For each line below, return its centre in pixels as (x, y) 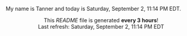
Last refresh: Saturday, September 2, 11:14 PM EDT (101, 27)
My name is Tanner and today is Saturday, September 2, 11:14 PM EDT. (93, 9)
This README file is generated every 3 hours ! (101, 20)
